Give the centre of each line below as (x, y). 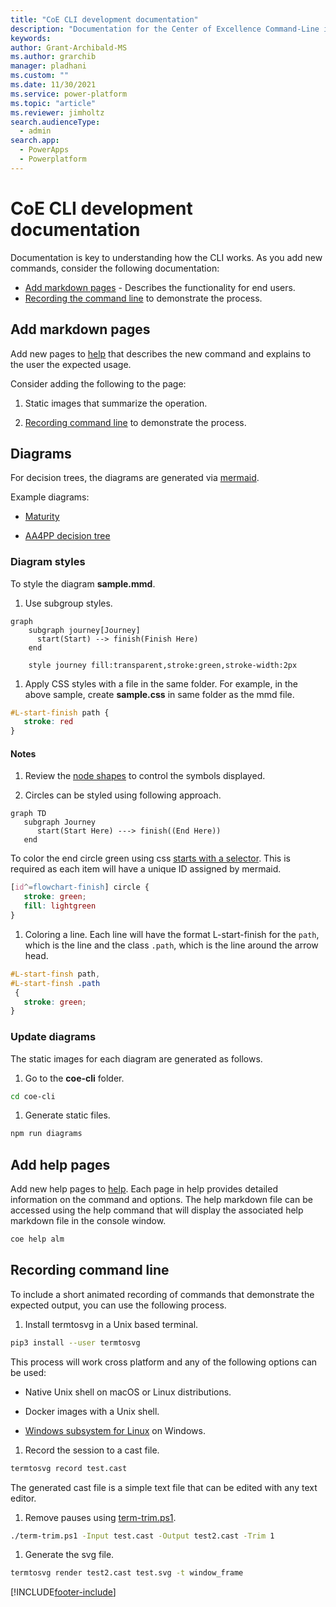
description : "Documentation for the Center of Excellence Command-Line (165, 29)
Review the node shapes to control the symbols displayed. (145, 776)
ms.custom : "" (40, 76)
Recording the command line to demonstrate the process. (143, 298)
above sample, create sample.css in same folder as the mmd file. (159, 694)
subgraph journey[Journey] (84, 630)
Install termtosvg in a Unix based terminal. (111, 1324)
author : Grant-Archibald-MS (69, 47)
